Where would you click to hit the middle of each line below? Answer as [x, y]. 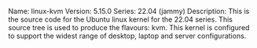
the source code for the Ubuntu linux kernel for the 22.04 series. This [121, 19]
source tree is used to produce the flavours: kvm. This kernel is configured [129, 27]
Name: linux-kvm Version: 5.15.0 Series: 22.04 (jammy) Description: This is [129, 11]
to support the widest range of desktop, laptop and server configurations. [127, 36]
